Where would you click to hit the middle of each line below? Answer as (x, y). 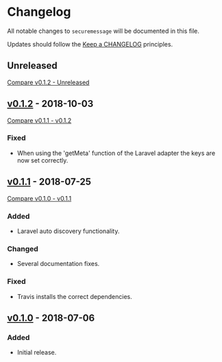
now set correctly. (42, 160)
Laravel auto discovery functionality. (68, 231)
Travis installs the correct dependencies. (74, 296)
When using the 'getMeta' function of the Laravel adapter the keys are (116, 153)
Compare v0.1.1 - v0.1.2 (39, 120)
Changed (23, 249)
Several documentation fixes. (58, 264)
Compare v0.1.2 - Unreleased (48, 82)
